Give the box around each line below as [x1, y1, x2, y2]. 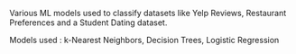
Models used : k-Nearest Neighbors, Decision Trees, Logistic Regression [9, 35, 280, 45]
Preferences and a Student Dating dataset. [9, 17, 168, 28]
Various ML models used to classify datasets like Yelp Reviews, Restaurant [9, 8, 287, 18]
